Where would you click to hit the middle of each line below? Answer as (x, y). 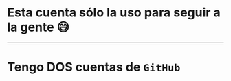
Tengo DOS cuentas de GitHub (94, 67)
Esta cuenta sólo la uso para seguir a (114, 13)
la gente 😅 (38, 27)
